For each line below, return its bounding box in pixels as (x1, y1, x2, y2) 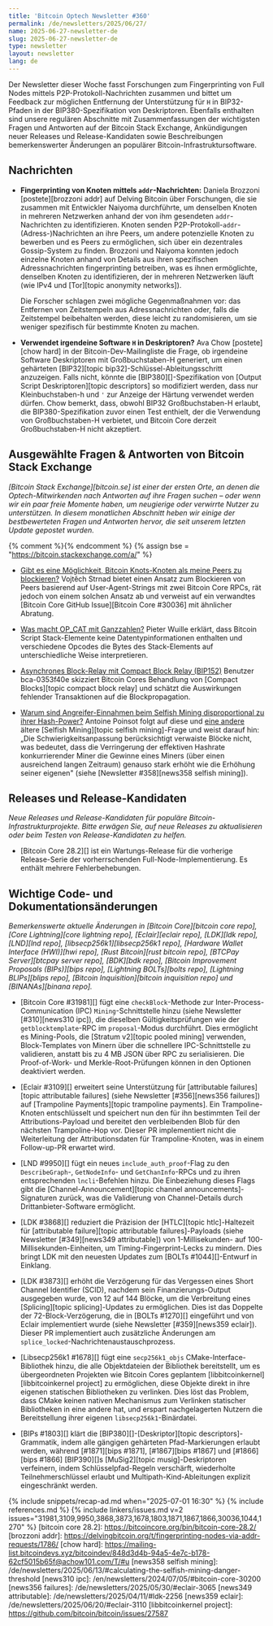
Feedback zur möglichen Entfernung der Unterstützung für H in (8, 97, 219, 107)
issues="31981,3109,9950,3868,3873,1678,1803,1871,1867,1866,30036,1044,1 (8, 1514, 262, 1524)
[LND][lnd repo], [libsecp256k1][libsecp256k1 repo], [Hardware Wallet (8, 938, 244, 948)
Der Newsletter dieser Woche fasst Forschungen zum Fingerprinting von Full (8, 79, 265, 89)
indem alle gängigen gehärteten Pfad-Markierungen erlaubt (60, 1437, 261, 1447)
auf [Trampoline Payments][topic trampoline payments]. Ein (19, 1099, 220, 1110)
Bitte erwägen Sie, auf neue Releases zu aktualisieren (81, 822, 262, 832)
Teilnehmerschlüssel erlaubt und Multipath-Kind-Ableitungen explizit (19, 1472, 251, 1482)
